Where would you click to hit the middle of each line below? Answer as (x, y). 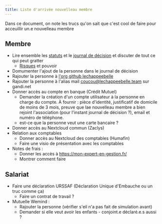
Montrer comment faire (43, 159)
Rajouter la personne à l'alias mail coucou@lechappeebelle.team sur (81, 81)
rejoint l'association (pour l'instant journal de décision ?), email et (84, 112)
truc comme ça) (28, 191)
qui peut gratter (28, 61)
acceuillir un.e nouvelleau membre (40, 28)
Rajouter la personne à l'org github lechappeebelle (63, 76)
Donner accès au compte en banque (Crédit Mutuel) (64, 92)
